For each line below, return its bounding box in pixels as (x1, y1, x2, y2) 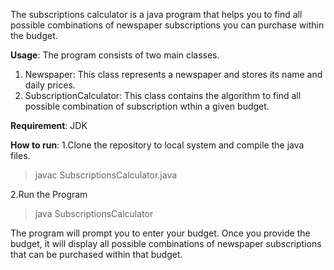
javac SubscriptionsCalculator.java (34, 169, 178, 181)
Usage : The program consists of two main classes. (10, 49, 220, 61)
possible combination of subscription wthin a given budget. (24, 100, 270, 112)
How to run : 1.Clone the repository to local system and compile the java (10, 139, 305, 151)
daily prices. (24, 79, 76, 91)
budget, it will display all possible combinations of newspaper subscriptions (10, 238, 322, 249)
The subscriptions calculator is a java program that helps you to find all (10, 9, 303, 20)
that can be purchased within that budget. (10, 249, 183, 260)
